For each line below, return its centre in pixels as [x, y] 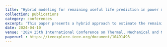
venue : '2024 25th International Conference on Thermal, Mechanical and [82, 32]
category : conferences [29, 19]
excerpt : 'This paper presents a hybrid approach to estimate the [75, 23]
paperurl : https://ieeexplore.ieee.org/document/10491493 [68, 37]
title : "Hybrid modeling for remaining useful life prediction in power [82, 10]
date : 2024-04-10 [23, 28]
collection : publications [32, 14]
